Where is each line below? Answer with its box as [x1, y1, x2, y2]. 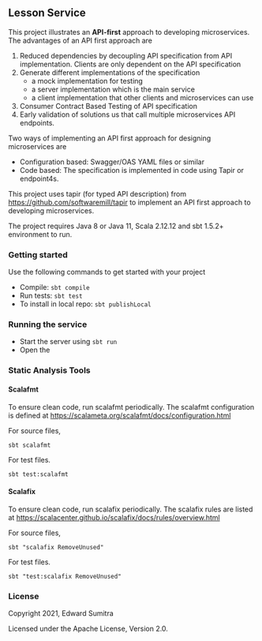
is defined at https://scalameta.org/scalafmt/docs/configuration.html [8, 410, 231, 420]
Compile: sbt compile [19, 283, 90, 292]
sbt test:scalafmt [8, 470, 69, 478]
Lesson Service [8, 6, 87, 20]
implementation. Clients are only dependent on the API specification [19, 59, 241, 69]
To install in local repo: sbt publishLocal [19, 299, 152, 309]
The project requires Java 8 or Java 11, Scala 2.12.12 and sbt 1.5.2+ [8, 221, 224, 231]
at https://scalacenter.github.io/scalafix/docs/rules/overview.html [8, 512, 220, 522]
